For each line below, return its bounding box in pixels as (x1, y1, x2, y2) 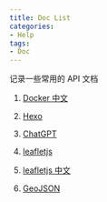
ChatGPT (22, 128, 57, 139)
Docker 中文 (22, 93, 69, 104)
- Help (9, 30, 34, 39)
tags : (9, 38, 30, 48)
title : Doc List (9, 13, 71, 23)
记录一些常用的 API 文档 (9, 74, 99, 85)
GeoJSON (22, 183, 61, 194)
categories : (9, 22, 54, 31)
